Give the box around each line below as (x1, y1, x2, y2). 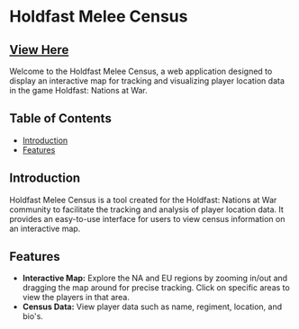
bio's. (22, 311, 43, 322)
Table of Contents (9, 111, 113, 127)
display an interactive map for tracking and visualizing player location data (9, 76, 285, 86)
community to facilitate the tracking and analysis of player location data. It (9, 204, 284, 215)
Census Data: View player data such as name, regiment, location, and (22, 301, 283, 312)
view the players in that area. (22, 292, 131, 303)
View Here (9, 42, 69, 58)
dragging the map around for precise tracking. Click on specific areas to (22, 282, 290, 293)
